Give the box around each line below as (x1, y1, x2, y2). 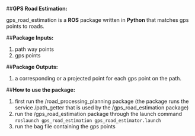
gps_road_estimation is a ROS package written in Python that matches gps (6, 17, 189, 23)
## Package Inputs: (6, 34, 54, 41)
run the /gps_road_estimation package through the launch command (14, 111, 183, 117)
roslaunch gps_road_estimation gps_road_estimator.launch (14, 118, 161, 124)
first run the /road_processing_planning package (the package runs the (14, 98, 189, 105)
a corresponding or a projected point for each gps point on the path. (14, 75, 182, 82)
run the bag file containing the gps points (14, 123, 116, 129)
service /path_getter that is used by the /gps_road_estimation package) (14, 104, 189, 111)
